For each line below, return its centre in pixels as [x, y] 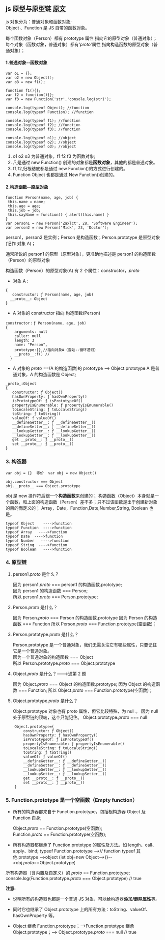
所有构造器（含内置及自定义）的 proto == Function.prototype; [68, 873]
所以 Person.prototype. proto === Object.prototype [64, 663]
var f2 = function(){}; [30, 95]
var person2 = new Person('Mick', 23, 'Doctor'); [57, 228]
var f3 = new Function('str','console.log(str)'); [58, 99]
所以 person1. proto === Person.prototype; [55, 597]
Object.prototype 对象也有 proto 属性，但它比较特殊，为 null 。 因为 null [85, 711]
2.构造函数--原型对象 [27, 187]
